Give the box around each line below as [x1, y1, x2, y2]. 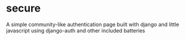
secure [6, 2, 41, 15]
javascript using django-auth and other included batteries [6, 27, 146, 34]
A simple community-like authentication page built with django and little [6, 21, 179, 28]
